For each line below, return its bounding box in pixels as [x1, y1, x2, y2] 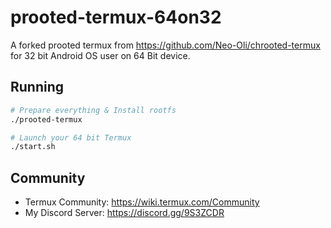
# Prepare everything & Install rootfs [10, 105, 177, 115]
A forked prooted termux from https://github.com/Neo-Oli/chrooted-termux [10, 39, 321, 51]
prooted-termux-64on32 [10, 6, 222, 29]
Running [10, 79, 65, 96]
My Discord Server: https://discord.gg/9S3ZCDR [24, 207, 225, 219]
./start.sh [10, 142, 56, 152]
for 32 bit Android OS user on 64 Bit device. [10, 49, 191, 61]
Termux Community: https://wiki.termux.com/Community [24, 196, 260, 208]
